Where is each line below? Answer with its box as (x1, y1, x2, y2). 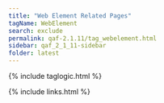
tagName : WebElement (8, 19, 78, 27)
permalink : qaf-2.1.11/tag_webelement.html (8, 34, 158, 43)
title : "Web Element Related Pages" (8, 11, 132, 20)
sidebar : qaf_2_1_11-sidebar (8, 42, 107, 50)
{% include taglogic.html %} (8, 72, 103, 80)
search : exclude (8, 27, 63, 35)
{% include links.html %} (8, 87, 90, 97)
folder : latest (8, 49, 60, 57)
